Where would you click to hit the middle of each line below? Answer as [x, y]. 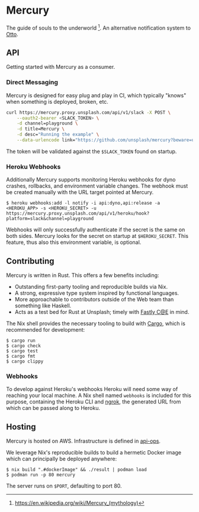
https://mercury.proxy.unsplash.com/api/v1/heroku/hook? [78, 214]
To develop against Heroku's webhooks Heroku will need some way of [92, 389]
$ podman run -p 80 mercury [41, 475]
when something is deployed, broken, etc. [57, 101]
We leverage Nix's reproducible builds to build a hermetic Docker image [94, 453]
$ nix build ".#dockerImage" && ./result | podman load [76, 470]
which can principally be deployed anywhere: [62, 459]
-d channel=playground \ [47, 123]
